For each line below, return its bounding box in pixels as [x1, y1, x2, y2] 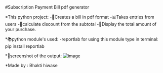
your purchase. [5, 27, 36, 32]
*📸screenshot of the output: [5, 53, 62, 59]
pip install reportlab [5, 43, 44, 49]
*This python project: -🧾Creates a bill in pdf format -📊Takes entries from [5, 14, 155, 20]
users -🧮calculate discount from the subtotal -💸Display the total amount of [5, 21, 157, 27]
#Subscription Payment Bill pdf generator [5, 4, 89, 10]
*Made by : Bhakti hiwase [5, 63, 58, 68]
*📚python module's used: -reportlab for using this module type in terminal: [5, 36, 159, 42]
